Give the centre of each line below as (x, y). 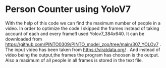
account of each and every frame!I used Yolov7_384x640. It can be (75, 33)
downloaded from (24, 39)
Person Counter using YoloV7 (68, 9)
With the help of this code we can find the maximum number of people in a (83, 23)
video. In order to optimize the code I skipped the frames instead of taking (82, 28)
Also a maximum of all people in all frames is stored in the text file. (74, 60)
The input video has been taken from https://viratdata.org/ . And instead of (83, 49)
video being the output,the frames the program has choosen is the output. (82, 55)
